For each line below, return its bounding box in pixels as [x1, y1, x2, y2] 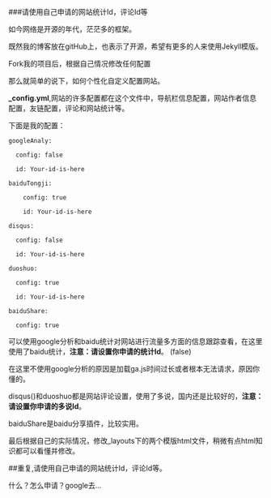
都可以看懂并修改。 [15, 446, 79, 456]
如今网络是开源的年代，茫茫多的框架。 [8, 24, 136, 34]
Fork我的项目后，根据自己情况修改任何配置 [8, 59, 151, 68]
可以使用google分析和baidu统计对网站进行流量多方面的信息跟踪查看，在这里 [8, 337, 263, 346]
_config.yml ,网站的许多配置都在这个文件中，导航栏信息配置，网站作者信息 [8, 93, 257, 103]
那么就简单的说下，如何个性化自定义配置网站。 [8, 76, 164, 85]
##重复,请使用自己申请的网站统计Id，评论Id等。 [8, 463, 167, 473]
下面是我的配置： [8, 121, 66, 130]
